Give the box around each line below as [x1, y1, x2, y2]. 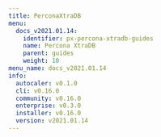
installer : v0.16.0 [15, 110, 82, 118]
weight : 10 [23, 57, 60, 65]
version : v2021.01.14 [15, 117, 89, 125]
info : [8, 72, 27, 80]
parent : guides [23, 49, 74, 57]
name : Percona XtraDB [23, 42, 95, 50]
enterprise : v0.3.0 [15, 102, 82, 110]
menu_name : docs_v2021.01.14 [8, 64, 107, 73]
